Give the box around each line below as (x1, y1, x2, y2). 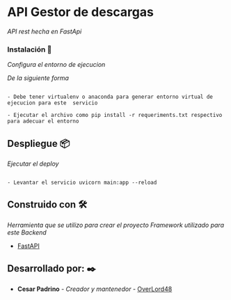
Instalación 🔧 (7, 45, 52, 54)
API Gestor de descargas (7, 4, 154, 20)
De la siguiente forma (7, 74, 70, 82)
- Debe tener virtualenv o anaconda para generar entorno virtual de (7, 93, 214, 101)
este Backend (7, 228, 47, 237)
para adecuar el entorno (7, 118, 79, 125)
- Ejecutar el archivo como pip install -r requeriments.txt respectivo (7, 112, 223, 119)
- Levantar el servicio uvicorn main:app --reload (7, 179, 157, 187)
